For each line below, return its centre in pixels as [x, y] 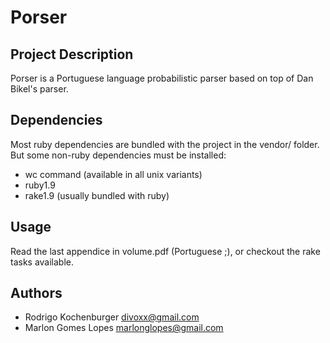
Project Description [72, 54]
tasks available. [42, 262]
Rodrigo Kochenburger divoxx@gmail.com [112, 317]
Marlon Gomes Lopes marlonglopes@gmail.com [124, 328]
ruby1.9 [40, 185]
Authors [36, 293]
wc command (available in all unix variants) [113, 174]
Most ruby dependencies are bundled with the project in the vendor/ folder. [165, 144]
